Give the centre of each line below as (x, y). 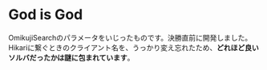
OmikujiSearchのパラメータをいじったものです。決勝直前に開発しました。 (130, 37)
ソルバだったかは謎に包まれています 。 (71, 57)
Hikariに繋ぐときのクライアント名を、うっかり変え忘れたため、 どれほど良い (133, 47)
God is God (46, 15)
